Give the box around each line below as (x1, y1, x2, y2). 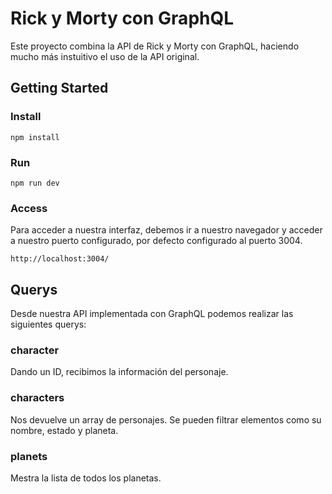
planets (10, 449, 48, 463)
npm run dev (10, 178, 60, 188)
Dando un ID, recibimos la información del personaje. (10, 366, 229, 378)
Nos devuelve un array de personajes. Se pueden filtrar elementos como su (10, 413, 322, 426)
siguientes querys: (10, 318, 87, 331)
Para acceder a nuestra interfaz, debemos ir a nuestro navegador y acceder (10, 224, 323, 236)
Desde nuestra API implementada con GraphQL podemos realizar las (10, 308, 294, 320)
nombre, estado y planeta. (10, 424, 119, 436)
